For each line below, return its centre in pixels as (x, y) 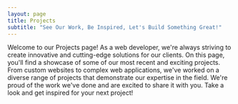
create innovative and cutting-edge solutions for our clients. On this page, (116, 55)
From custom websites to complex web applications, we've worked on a (113, 70)
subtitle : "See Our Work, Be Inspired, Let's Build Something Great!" (115, 27)
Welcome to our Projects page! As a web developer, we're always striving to (119, 48)
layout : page (27, 14)
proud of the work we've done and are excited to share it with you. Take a (116, 85)
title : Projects (31, 21)
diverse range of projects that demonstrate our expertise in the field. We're (118, 78)
